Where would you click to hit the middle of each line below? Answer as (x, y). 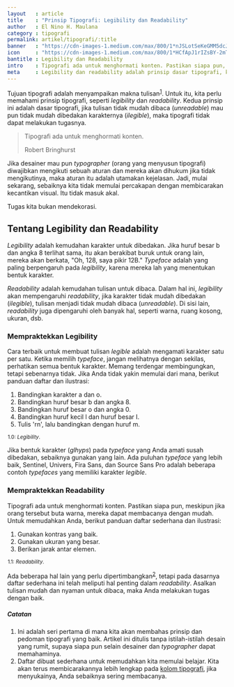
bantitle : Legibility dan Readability (65, 59)
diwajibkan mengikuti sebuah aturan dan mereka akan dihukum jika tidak (111, 171)
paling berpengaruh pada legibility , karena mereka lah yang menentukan (111, 267)
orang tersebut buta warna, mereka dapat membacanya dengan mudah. (110, 513)
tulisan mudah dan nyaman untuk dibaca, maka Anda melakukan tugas (109, 591)
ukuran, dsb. (25, 318)
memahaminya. (39, 654)
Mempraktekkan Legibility (53, 336)
